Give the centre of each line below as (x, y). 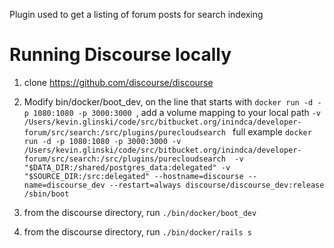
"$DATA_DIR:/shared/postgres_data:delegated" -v (127, 167)
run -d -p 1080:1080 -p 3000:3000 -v (102, 141)
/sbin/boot (46, 194)
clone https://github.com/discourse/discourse (118, 82)
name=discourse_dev (64, 185)
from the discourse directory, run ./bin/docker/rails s (138, 231)
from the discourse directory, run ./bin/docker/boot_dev (140, 212)
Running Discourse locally (120, 55)
